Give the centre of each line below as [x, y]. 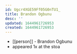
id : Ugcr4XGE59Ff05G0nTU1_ [33, 9]
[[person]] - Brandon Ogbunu [42, 41]
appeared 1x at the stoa [36, 47]
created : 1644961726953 [30, 28]
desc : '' [14, 18]
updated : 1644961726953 [30, 23]
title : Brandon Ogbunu [28, 14]
